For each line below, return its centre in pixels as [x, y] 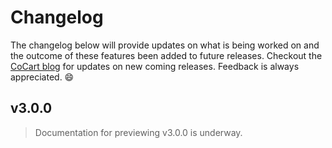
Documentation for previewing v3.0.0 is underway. [138, 132]
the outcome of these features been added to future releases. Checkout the [166, 55]
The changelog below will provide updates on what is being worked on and [165, 45]
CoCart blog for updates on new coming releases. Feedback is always [155, 66]
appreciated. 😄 [42, 77]
